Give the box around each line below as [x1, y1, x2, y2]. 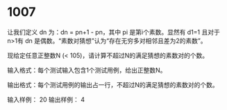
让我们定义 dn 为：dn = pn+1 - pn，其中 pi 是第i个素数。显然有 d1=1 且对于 [7, 28, 220, 36]
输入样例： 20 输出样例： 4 [7, 95, 85, 104]
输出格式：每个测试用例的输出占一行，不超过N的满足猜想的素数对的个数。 [7, 80, 219, 89]
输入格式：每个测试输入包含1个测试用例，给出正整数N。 [7, 66, 167, 74]
